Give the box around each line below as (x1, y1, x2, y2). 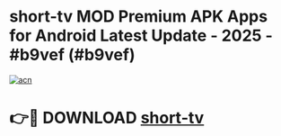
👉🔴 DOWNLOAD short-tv (9, 108, 205, 128)
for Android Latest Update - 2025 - (9, 25, 274, 46)
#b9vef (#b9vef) (9, 45, 136, 65)
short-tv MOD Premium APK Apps (9, 6, 268, 27)
